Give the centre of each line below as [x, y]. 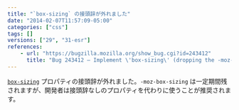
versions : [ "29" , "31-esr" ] [49, 40]
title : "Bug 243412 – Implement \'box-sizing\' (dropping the [120, 60]
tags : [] [20, 34]
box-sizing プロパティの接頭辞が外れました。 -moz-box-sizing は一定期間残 [117, 81]
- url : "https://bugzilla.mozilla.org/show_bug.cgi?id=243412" [116, 54]
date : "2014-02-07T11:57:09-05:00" [60, 21]
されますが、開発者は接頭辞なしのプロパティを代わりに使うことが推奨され [116, 90]
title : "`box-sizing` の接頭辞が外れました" [69, 14]
